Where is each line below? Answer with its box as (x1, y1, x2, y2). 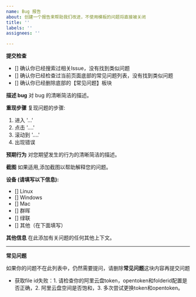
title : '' (6, 19, 30, 25)
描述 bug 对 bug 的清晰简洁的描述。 (6, 92, 92, 99)
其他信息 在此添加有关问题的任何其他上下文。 (6, 234, 115, 241)
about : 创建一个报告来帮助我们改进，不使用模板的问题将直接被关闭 (6, 14, 146, 20)
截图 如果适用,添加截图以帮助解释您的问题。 (6, 163, 111, 170)
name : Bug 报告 (6, 8, 41, 15)
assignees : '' (6, 30, 41, 36)
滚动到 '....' (14, 131, 40, 138)
